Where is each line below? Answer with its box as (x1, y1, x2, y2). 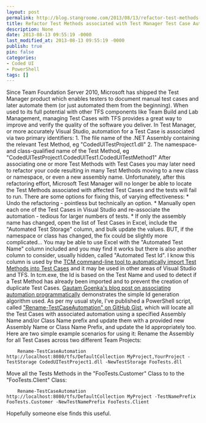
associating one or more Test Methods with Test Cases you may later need (6, 160, 195, 168)
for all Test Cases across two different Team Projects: (6, 336, 142, 344)
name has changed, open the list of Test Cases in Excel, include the (6, 219, 178, 227)
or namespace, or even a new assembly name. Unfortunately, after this (6, 173, 186, 181)
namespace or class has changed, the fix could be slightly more (6, 232, 168, 239)
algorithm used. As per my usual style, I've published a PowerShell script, (6, 297, 192, 305)
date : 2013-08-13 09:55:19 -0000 (6, 32, 92, 38)
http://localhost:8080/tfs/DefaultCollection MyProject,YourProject (6, 354, 185, 360)
